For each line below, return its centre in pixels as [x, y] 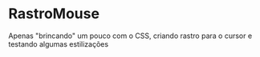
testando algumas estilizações [59, 44]
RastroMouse [54, 14]
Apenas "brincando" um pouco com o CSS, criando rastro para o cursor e [130, 36]
